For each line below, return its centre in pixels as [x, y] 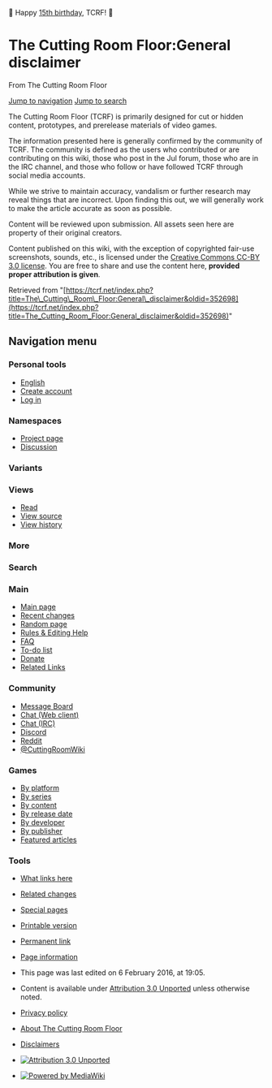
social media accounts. [47, 175]
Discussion [39, 447]
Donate [32, 658]
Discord [33, 732]
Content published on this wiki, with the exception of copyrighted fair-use [132, 248]
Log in [31, 399]
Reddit [31, 740]
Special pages [44, 910]
